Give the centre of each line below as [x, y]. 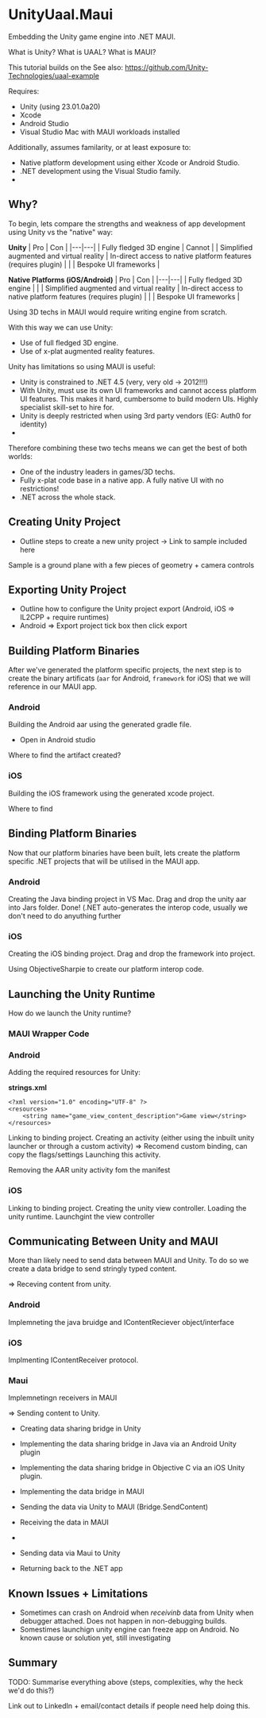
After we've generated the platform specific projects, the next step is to [125, 670]
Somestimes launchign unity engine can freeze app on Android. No [129, 1630]
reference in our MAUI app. [53, 687]
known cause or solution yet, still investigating [95, 1638]
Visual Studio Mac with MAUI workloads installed [100, 132]
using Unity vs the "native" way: [61, 232]
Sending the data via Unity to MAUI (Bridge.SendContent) [114, 1507]
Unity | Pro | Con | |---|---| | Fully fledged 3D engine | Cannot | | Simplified [130, 247]
